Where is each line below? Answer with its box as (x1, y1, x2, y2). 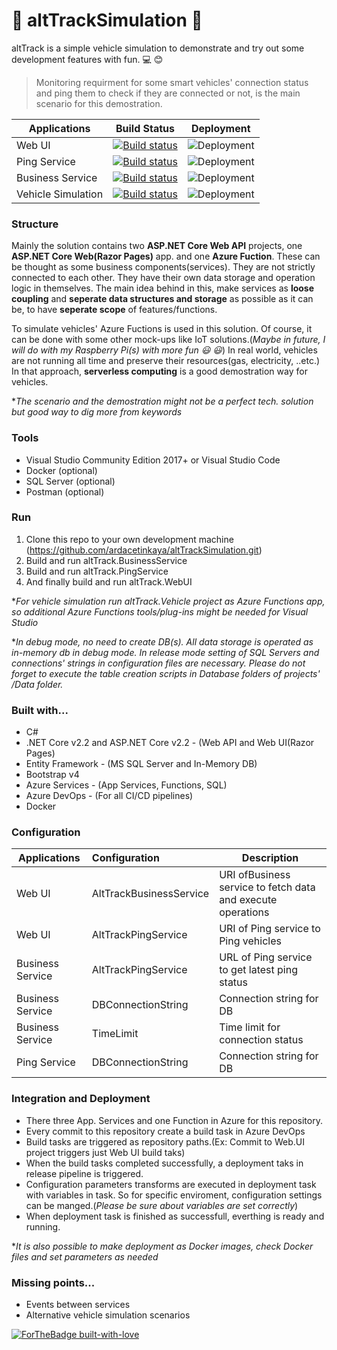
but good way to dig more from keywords (11, 406, 183, 418)
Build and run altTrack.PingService (25, 565, 169, 577)
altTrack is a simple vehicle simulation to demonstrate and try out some (11, 42, 305, 54)
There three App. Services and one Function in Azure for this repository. (25, 1114, 323, 1126)
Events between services (25, 1299, 131, 1311)
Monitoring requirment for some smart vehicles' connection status (35, 76, 309, 88)
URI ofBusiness (219, 868, 291, 882)
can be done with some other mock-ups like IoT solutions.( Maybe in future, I (11, 334, 326, 346)
